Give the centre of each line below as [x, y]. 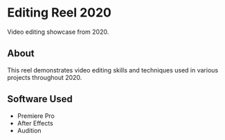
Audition [29, 130]
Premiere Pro [36, 116]
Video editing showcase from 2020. [58, 32]
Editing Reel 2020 [60, 13]
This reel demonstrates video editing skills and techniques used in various [113, 70]
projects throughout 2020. [45, 77]
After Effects [35, 123]
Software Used [40, 99]
